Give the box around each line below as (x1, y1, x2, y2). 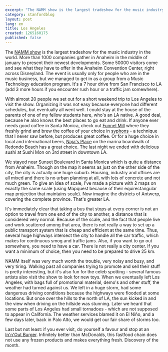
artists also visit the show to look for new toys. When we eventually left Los (5, 274, 160, 280)
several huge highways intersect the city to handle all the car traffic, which (5, 232, 159, 238)
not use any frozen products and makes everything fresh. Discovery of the (5, 336, 159, 343)
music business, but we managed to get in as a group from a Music (5, 76, 144, 82)
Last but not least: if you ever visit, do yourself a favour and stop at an (5, 326, 149, 332)
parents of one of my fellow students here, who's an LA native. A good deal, (5, 112, 161, 118)
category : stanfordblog (5, 12, 55, 17)
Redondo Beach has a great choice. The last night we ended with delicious (5, 144, 159, 150)
